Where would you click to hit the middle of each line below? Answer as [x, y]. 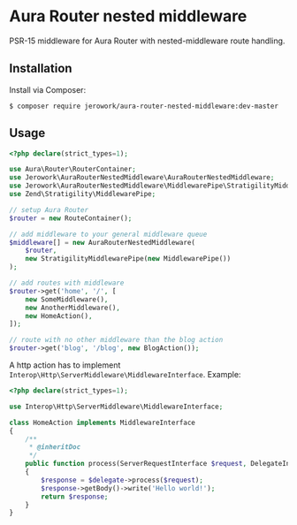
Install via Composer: [48, 89]
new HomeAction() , [59, 316]
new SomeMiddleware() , [67, 299]
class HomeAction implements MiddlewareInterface [103, 422]
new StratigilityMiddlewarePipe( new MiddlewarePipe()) [128, 259]
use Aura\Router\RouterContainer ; [73, 170]
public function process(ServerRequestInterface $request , [136, 464]
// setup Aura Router [49, 209]
